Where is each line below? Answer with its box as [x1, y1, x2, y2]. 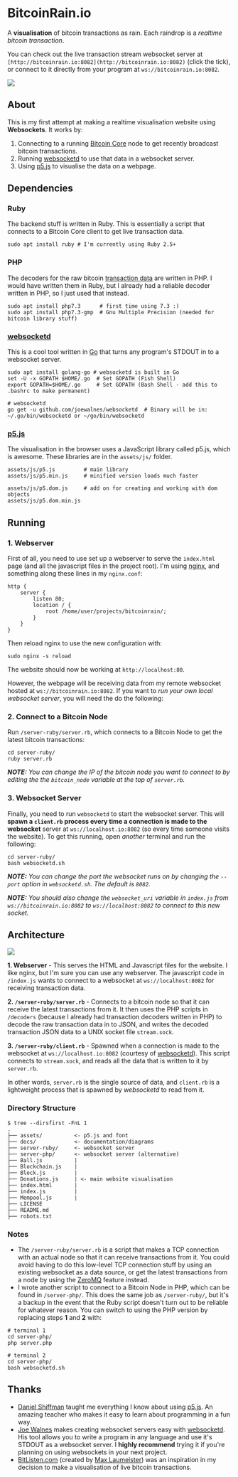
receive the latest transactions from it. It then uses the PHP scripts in [7, 1005, 208, 1014]
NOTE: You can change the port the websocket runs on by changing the [7, 872, 220, 881]
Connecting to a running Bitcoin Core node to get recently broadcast [17, 139, 219, 147]
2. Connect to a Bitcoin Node [7, 711, 108, 721]
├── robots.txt [7, 1213, 53, 1220]
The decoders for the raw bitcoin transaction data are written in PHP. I [7, 274, 212, 282]
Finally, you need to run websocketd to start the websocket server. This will [7, 809, 225, 818]
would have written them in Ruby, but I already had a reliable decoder [7, 281, 211, 289]
